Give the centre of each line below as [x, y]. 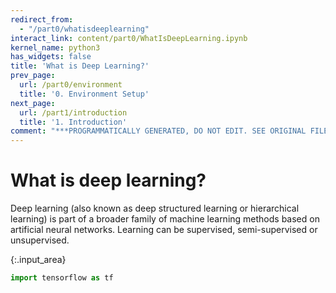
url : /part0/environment [71, 85]
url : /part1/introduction [73, 112]
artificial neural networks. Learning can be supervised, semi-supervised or [164, 230]
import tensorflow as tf [62, 278]
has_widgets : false [51, 57]
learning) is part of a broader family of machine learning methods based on [165, 219]
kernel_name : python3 [55, 47]
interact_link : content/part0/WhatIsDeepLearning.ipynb [129, 38]
